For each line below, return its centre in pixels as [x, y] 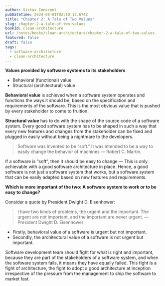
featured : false [22, 38]
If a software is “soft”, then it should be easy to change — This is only [77, 161]
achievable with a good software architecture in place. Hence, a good [77, 167]
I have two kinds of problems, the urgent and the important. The [83, 212]
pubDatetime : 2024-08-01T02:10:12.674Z [47, 14]
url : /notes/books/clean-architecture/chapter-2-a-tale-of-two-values [80, 33]
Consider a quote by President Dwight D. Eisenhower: [60, 202]
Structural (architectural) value [44, 85]
